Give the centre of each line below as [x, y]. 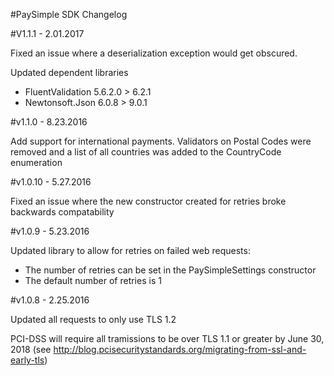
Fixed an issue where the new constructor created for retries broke [148, 201]
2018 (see [31, 349]
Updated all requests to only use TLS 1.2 [93, 319]
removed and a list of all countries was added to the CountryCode [146, 152]
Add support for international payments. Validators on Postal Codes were [161, 141]
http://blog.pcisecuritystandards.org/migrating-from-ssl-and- [180, 349]
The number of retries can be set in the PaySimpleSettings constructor [170, 270]
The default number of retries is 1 [93, 280]
